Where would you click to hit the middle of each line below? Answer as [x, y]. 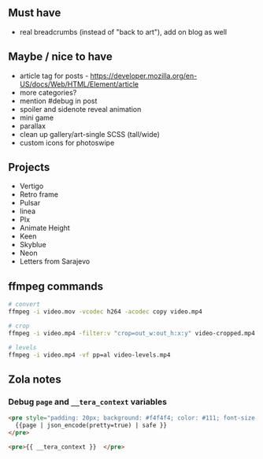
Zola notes [35, 379]
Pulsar [30, 203]
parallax [32, 126]
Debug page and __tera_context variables [88, 402]
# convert [24, 305]
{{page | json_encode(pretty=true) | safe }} [91, 426]
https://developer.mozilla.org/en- [144, 76]
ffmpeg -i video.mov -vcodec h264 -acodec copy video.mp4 [105, 312]
